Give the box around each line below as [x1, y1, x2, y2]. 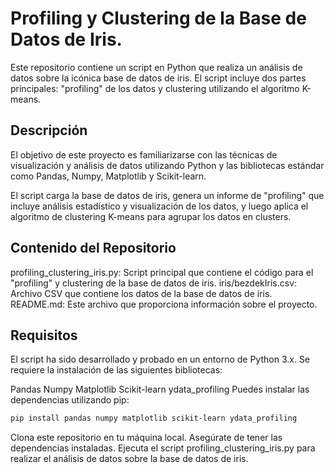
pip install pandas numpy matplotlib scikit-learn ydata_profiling [10, 413, 298, 424]
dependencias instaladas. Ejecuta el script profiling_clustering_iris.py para [10, 442, 316, 454]
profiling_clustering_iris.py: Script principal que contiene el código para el [10, 266, 314, 278]
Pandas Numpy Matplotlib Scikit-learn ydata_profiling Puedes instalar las [10, 383, 310, 396]
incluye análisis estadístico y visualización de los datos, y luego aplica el [10, 200, 309, 212]
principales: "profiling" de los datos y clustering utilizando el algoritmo [10, 82, 300, 94]
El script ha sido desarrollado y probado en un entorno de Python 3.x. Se [10, 353, 311, 366]
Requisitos [10, 327, 78, 344]
